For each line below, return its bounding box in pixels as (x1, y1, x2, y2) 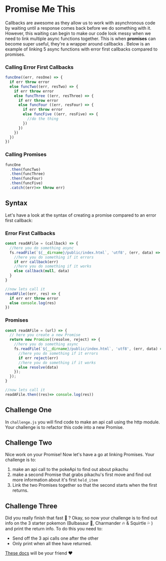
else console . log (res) (9, 300, 56, 305)
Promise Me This (5, 3, 76, 15)
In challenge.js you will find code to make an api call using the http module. (5, 419, 160, 425)
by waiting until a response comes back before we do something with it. (5, 25, 152, 31)
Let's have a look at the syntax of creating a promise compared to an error (5, 212, 157, 218)
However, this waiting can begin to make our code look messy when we (5, 30, 151, 36)
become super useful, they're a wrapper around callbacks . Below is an (5, 41, 150, 47)
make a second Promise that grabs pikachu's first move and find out (12, 471, 152, 478)
